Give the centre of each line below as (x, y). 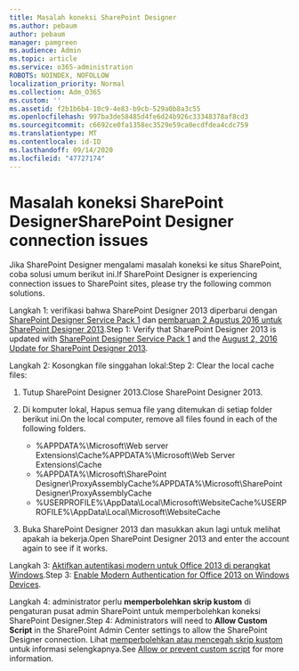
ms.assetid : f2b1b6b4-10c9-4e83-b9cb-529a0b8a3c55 (105, 109)
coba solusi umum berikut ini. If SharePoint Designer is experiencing (133, 274)
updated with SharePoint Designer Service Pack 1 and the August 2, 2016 (143, 339)
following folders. (54, 429)
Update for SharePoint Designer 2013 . (79, 348)
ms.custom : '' (36, 100)
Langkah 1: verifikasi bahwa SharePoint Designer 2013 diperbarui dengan (143, 311)
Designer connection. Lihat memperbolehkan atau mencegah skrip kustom (146, 640)
